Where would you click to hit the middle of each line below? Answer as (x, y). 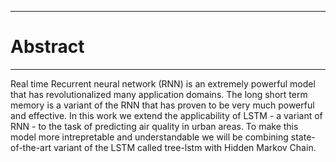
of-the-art (31, 147)
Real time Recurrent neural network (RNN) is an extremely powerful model (163, 83)
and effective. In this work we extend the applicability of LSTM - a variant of (166, 115)
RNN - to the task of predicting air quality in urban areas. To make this (154, 126)
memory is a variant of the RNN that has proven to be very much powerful (162, 105)
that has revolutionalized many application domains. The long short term (159, 94)
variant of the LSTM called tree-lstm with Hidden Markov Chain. (185, 147)
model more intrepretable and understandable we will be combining (149, 137)
